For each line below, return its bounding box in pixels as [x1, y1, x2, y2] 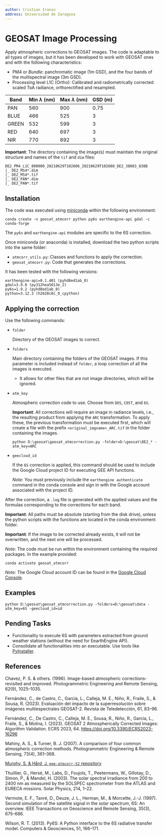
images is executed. [12, 366, 53, 372]
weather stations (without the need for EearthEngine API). [12, 638, 129, 644]
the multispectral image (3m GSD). [12, 74, 82, 80]
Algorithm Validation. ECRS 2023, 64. [5, 726, 80, 731]
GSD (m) [92, 96, 113, 103]
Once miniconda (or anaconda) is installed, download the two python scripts [5, 239, 159, 245]
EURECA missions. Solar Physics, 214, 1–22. [5, 785, 94, 791]
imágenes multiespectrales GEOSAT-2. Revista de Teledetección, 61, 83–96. [5, 705, 158, 712]
